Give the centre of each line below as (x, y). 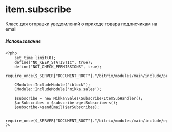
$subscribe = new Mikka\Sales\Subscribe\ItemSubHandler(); (79, 98)
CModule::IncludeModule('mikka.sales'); (58, 89)
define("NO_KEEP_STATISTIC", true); (54, 62)
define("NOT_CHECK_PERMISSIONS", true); (58, 67)
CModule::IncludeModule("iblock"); (52, 85)
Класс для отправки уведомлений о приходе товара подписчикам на (81, 24)
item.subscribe (38, 10)
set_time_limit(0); (35, 58)
